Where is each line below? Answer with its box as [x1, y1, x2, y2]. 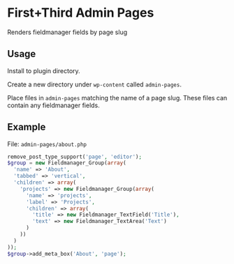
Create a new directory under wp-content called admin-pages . [7, 80, 182, 88]
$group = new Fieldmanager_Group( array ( [7, 160, 127, 166]
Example [7, 121, 46, 133]
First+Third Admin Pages [7, 5, 154, 21]
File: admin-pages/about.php [7, 139, 87, 148]
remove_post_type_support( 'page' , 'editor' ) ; [7, 153, 142, 160]
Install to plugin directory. [7, 66, 80, 75]
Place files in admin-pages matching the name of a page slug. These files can [7, 93, 228, 102]
